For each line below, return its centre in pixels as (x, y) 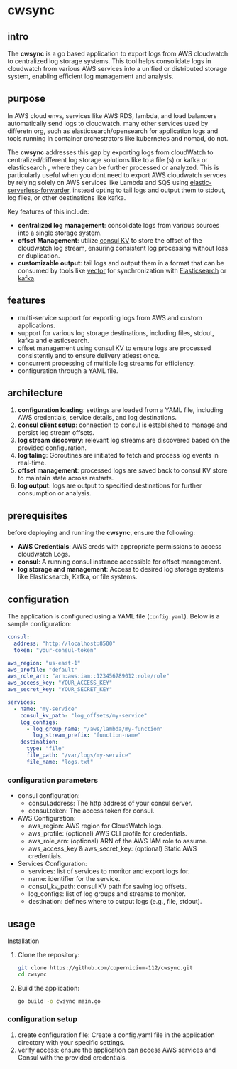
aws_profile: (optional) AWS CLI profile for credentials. (108, 833)
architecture (35, 393)
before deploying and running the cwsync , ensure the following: (101, 533)
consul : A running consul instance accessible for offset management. (120, 562)
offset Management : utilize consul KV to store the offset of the (110, 240)
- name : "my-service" (46, 709)
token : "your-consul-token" (55, 650)
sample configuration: (39, 624)
